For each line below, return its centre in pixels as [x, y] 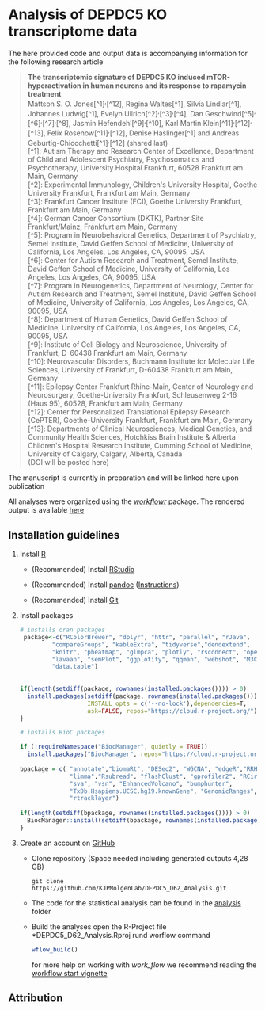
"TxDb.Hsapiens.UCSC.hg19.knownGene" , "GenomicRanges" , [164, 791]
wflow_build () [55, 949]
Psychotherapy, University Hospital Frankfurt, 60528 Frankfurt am [135, 168]
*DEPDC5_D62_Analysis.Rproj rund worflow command [121, 935]
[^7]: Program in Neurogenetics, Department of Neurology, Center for [140, 286]
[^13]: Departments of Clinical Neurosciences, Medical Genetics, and [140, 429]
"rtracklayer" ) [95, 798]
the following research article [56, 62]
